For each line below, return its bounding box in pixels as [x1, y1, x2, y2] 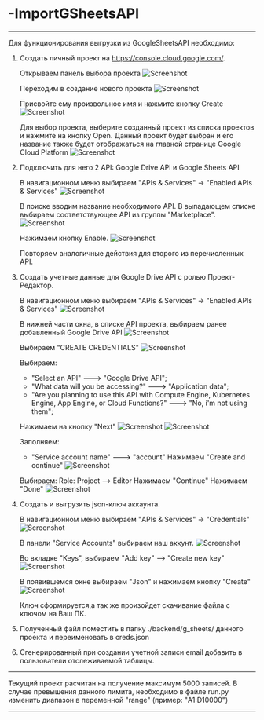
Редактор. [19, 280, 54, 290]
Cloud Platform [19, 147, 68, 157]
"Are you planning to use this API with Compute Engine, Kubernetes [31, 389, 250, 399]
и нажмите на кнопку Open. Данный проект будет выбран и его [19, 130, 234, 140]
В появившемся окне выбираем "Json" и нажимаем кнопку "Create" [19, 576, 251, 586]
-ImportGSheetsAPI [8, 5, 140, 23]
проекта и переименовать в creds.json [19, 632, 150, 641]
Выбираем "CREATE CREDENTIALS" [19, 342, 139, 352]
